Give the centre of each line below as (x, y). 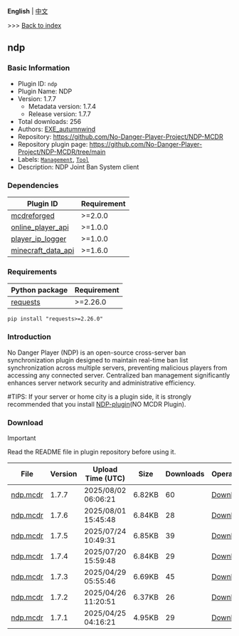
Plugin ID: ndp (37, 83)
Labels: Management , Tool (53, 159)
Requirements (32, 271)
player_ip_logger (39, 239)
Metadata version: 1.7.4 (62, 106)
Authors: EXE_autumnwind (57, 129)
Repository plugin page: (53, 144)
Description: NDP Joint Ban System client (78, 167)
